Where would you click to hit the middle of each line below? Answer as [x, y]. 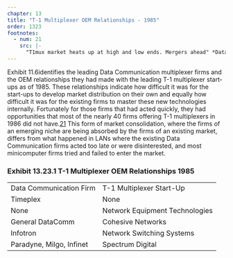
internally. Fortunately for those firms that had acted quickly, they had [106, 109]
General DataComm [43, 222]
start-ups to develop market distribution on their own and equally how [107, 94]
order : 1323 [24, 26]
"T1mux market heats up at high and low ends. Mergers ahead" [117, 53]
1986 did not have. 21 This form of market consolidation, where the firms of [114, 123]
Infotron [24, 233]
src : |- [31, 46]
